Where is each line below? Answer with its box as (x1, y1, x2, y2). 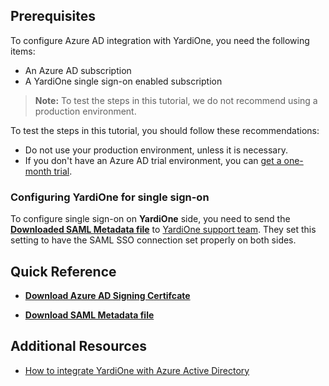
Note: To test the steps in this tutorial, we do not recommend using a (34, 94, 318, 106)
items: (10, 45, 36, 57)
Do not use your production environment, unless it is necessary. (24, 144, 288, 156)
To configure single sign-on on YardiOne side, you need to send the (10, 213, 291, 225)
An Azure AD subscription (24, 64, 132, 76)
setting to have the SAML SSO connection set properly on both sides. (10, 234, 297, 246)
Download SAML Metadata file (24, 309, 155, 321)
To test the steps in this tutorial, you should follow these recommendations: (10, 124, 320, 136)
